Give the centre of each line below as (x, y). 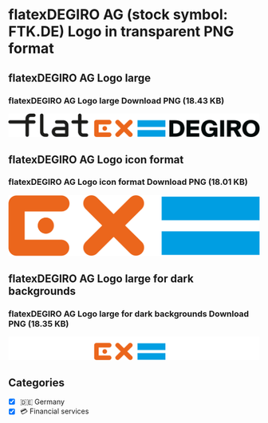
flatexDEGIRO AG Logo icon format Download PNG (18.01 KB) (128, 182)
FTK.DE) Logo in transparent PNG (121, 31)
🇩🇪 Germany (42, 402)
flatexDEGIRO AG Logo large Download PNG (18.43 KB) (116, 100)
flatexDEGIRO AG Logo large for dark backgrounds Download (129, 314)
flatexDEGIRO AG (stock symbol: (118, 15)
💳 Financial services (54, 411)
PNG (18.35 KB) (39, 323)
